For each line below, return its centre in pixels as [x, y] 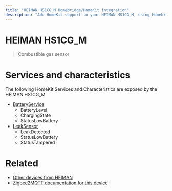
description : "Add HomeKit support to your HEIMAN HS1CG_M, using [78, 15]
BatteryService [28, 104]
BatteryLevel [34, 110]
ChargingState [36, 115]
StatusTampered [38, 143]
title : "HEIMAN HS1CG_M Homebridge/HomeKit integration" [67, 10]
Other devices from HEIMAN [43, 178]
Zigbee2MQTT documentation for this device [60, 183]
